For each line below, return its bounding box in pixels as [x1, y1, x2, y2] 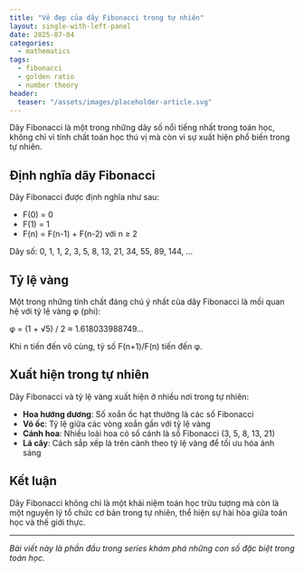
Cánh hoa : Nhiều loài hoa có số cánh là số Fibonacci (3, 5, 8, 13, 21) [22, 427, 276, 439]
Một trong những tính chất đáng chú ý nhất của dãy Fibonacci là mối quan [9, 296, 285, 307]
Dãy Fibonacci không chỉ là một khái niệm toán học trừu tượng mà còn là [9, 497, 280, 508]
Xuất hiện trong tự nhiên [9, 367, 149, 383]
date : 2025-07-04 [9, 30, 75, 39]
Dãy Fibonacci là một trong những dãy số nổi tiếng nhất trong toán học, [9, 122, 275, 133]
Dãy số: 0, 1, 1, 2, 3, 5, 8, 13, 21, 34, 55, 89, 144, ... [9, 246, 194, 257]
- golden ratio [17, 72, 75, 81]
